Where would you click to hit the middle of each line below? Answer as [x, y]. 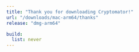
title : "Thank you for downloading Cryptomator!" [70, 12]
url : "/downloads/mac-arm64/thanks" [52, 18]
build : [15, 34]
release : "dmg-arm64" [34, 23]
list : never [27, 40]
